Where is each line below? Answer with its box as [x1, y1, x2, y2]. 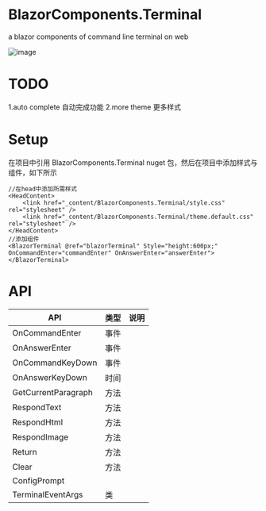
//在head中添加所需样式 [8, 185, 78, 193]
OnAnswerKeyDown [12, 371, 87, 382]
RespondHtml [12, 417, 64, 428]
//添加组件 [8, 235, 40, 243]
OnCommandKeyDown [12, 357, 98, 368]
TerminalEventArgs [12, 489, 83, 500]
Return [12, 446, 37, 457]
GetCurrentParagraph [12, 386, 93, 398]
